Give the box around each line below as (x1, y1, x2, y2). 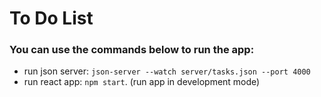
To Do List (9, 7, 94, 30)
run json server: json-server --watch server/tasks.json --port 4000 (23, 65, 311, 77)
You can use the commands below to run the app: (9, 43, 255, 57)
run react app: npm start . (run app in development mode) (23, 76, 261, 88)
